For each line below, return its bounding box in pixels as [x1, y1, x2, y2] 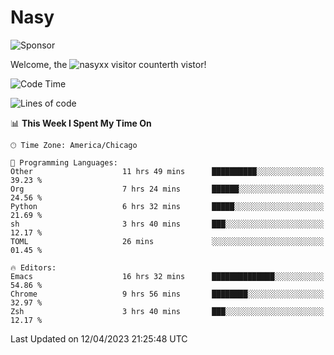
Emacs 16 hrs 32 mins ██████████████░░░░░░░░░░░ [10, 271, 325, 281]
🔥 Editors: [10, 262, 57, 273]
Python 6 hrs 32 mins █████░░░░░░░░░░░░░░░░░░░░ [10, 201, 325, 211]
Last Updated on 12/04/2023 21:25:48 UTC [10, 332, 188, 345]
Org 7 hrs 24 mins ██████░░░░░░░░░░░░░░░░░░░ [10, 184, 325, 194]
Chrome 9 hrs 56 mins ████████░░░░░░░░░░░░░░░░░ [10, 289, 325, 299]
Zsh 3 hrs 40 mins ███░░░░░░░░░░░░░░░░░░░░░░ [10, 306, 325, 316]
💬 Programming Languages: [10, 157, 118, 168]
